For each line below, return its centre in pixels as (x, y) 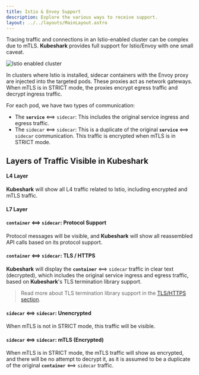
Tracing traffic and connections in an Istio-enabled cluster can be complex (97, 40)
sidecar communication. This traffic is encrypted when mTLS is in (95, 136)
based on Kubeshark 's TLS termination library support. (74, 281)
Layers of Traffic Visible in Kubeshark (77, 161)
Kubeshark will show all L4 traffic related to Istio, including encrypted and (97, 189)
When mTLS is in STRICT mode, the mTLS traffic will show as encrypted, (95, 353)
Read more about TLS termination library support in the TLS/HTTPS (103, 293)
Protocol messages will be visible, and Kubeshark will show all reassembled (99, 236)
